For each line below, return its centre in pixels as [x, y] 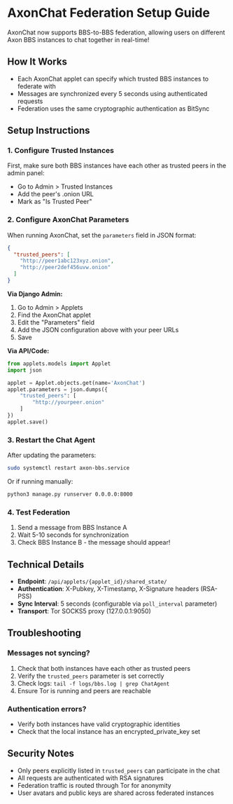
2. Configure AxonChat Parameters [68, 220]
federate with [36, 86]
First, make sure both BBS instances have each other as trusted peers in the [117, 165]
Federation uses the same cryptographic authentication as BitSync [113, 108]
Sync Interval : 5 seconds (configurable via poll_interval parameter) [117, 604]
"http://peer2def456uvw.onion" [65, 268]
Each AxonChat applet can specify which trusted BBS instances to [113, 79]
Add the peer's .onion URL [56, 194]
